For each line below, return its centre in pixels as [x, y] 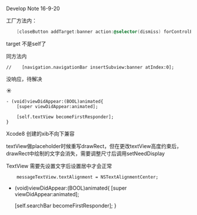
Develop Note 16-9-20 [33, 9]
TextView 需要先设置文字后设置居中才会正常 [59, 166]
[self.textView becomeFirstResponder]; [65, 117]
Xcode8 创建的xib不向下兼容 [40, 133]
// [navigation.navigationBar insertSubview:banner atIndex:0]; [90, 67]
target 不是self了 [26, 43]
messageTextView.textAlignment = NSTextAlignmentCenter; [88, 177]
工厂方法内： [21, 21]
